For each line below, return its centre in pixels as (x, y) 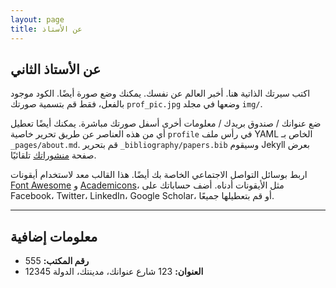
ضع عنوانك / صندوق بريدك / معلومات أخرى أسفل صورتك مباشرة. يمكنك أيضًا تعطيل (166, 123)
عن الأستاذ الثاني (56, 69)
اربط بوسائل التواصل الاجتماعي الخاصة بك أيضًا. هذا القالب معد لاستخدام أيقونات (159, 175)
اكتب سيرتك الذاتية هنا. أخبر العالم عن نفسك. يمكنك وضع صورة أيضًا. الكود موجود (160, 93)
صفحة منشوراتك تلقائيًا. (53, 155)
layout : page (37, 19)
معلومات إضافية (54, 236)
